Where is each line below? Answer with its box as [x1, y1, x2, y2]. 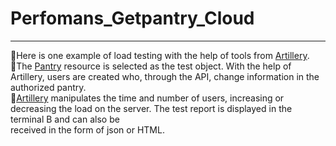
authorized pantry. [10, 81, 87, 93]
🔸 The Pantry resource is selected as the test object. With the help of [10, 60, 292, 72]
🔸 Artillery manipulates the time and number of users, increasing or [10, 92, 285, 104]
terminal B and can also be [10, 113, 120, 125]
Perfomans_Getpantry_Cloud [10, 7, 255, 30]
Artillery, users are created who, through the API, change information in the [10, 70, 320, 82]
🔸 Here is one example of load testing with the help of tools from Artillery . [10, 49, 310, 61]
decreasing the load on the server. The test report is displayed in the [10, 102, 293, 114]
